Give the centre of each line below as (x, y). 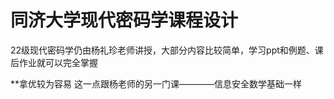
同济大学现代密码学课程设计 (124, 20)
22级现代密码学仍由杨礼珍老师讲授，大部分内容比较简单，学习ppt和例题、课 (167, 50)
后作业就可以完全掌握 (54, 62)
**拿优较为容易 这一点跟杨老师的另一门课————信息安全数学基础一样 (156, 83)
